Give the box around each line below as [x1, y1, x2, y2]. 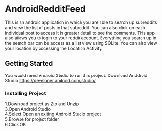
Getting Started [5, 59, 53, 68]
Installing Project [5, 90, 46, 96]
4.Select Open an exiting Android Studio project [5, 111, 101, 117]
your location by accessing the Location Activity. [5, 45, 103, 51]
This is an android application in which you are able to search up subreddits [5, 19, 157, 25]
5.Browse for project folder [5, 116, 60, 122]
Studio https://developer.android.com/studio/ [5, 77, 96, 83]
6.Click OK [5, 122, 26, 128]
